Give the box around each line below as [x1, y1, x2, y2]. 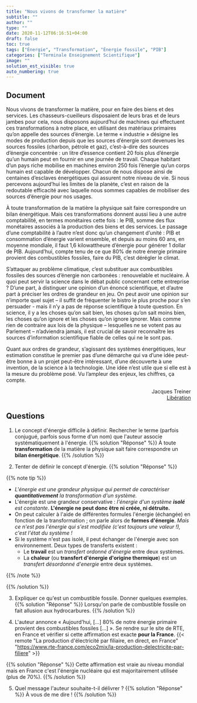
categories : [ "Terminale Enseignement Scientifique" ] [6, 52, 141, 58]
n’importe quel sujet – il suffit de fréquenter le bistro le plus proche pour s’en [6, 297, 191, 304]
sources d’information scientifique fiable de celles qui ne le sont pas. [6, 334, 172, 341]
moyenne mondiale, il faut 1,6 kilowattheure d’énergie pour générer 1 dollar [6, 242, 186, 249]
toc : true [6, 42, 30, 47]
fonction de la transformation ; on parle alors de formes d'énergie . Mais [14, 517, 189, 524]
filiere [14, 649, 29, 657]
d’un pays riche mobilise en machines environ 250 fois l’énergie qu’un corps [6, 162, 190, 169]
